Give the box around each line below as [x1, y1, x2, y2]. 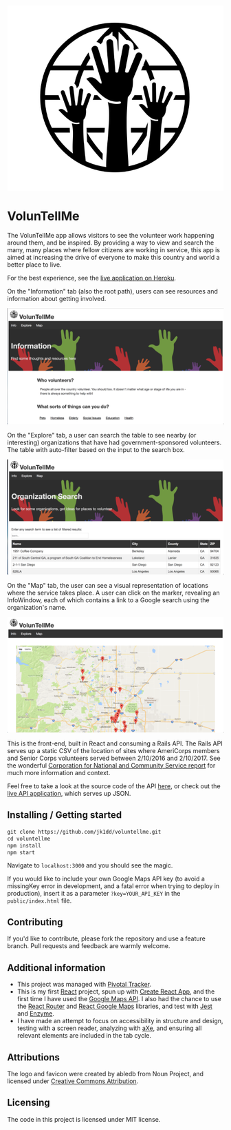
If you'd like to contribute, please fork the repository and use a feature [7, 934, 206, 943]
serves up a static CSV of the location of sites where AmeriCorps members [7, 746, 220, 754]
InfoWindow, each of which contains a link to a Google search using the [7, 595, 210, 604]
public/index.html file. [7, 896, 72, 905]
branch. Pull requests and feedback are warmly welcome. [7, 942, 170, 950]
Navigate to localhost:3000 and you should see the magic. [7, 861, 173, 870]
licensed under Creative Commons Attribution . [7, 1077, 139, 1085]
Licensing [7, 1097, 50, 1109]
